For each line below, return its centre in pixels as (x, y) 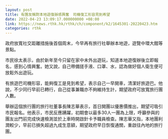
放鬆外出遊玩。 (20, 72)
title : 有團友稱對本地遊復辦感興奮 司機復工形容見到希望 (58, 14)
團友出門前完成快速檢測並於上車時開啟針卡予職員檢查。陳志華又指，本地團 (82, 119)
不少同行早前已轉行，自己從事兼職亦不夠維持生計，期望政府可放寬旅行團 (88, 89)
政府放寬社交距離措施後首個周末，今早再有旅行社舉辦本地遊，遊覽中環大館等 (84, 43)
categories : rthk (23, 28)
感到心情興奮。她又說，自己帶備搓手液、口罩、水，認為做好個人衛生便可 (88, 66)
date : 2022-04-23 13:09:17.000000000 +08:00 (52, 19)
